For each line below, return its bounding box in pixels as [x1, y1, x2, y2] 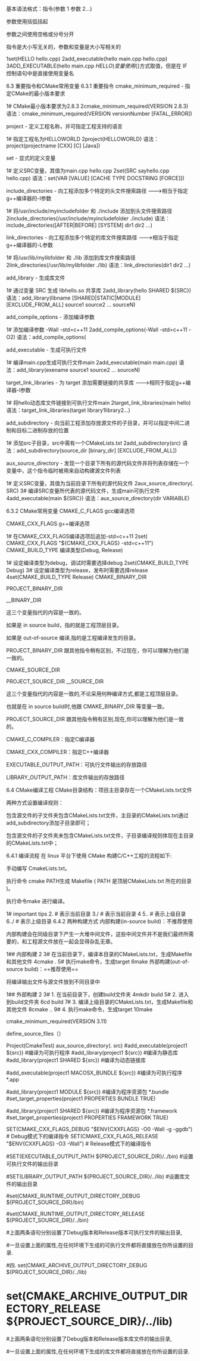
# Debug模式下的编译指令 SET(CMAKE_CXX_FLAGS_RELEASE [6, 1133, 159, 1140]
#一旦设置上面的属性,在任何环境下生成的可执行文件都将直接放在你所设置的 [6, 1242, 189, 1249]
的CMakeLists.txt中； [6, 839, 58, 846]
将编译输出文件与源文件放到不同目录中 [6, 978, 100, 985]
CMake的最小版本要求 [11, 90, 65, 97]
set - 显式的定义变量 [6, 155, 56, 161]
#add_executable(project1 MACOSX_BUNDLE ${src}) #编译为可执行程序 [6, 1069, 183, 1076]
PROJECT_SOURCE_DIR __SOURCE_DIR [6, 678, 104, 685]
